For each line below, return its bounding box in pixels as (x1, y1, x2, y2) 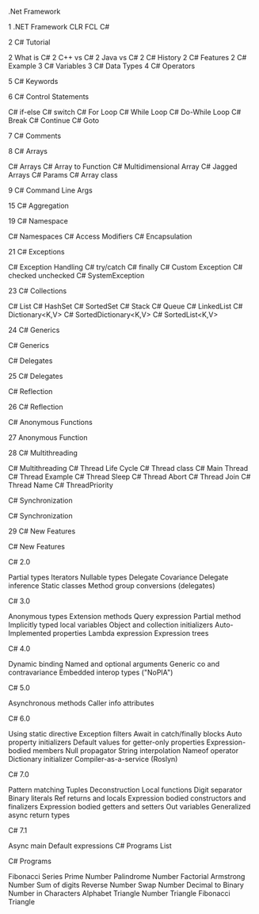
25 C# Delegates (8, 372, 63, 381)
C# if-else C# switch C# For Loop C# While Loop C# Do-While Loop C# (8, 107, 242, 117)
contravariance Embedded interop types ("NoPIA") (8, 667, 173, 677)
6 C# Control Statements (8, 92, 90, 101)
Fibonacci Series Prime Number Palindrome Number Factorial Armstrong (8, 872, 246, 881)
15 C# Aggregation (8, 201, 70, 210)
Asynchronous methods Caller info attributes (8, 698, 154, 708)
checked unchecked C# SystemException (8, 271, 145, 280)
